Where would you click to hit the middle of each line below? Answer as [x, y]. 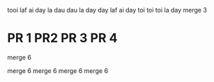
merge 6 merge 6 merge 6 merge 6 [58, 71]
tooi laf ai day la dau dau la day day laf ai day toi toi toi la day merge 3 [107, 10]
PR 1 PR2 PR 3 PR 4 [62, 38]
